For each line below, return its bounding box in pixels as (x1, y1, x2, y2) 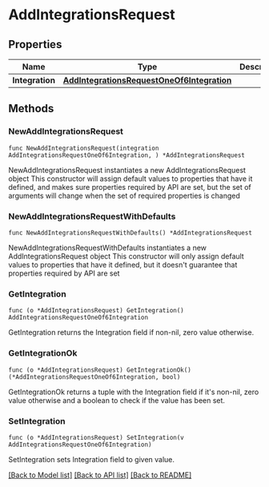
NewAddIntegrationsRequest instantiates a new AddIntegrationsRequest (8, 165, 247, 175)
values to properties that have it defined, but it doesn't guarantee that (8, 260, 238, 269)
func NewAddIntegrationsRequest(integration (8, 144, 159, 152)
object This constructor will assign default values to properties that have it (8, 174, 253, 183)
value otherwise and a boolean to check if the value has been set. (8, 395, 226, 405)
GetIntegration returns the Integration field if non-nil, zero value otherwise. (8, 328, 255, 337)
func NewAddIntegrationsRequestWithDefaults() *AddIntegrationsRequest (8, 228, 252, 237)
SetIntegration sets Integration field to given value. (8, 454, 175, 464)
